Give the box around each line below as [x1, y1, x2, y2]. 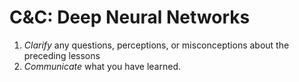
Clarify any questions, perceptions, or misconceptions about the [23, 39, 290, 51]
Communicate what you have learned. [23, 60, 181, 72]
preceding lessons [23, 49, 101, 61]
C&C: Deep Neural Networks [9, 6, 251, 29]
